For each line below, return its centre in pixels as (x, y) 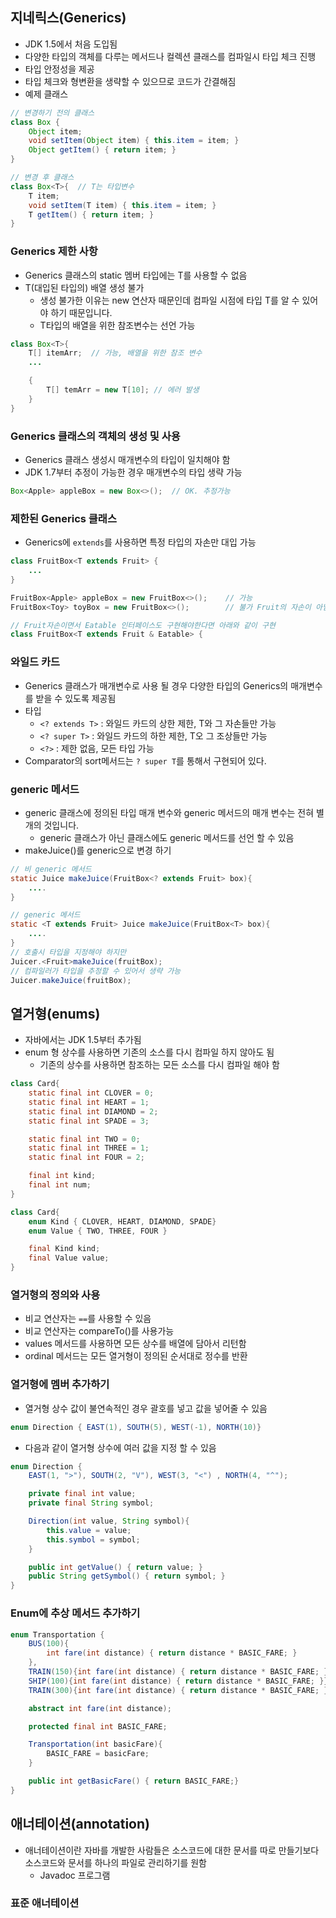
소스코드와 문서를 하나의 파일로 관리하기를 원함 (115, 1862)
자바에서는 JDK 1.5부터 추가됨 (83, 1040)
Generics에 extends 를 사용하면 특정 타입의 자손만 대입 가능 (140, 542)
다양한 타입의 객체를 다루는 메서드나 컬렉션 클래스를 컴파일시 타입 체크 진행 (170, 56)
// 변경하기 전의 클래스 (52, 113)
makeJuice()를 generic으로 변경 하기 (98, 850)
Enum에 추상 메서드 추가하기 (75, 1613)
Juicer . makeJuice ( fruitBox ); (71, 980)
